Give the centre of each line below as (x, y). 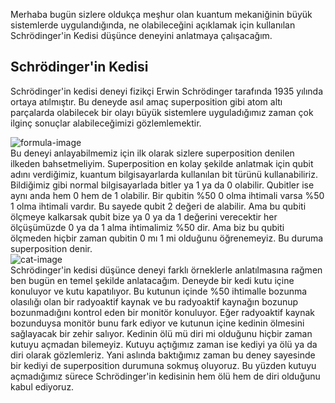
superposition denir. (51, 248)
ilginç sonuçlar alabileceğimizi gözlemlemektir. (106, 123)
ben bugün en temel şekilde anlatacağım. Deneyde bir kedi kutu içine (152, 280)
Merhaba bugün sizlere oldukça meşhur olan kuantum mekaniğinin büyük (161, 14)
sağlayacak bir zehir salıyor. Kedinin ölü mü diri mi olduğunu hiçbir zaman (161, 333)
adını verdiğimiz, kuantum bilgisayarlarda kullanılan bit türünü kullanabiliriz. (164, 174)
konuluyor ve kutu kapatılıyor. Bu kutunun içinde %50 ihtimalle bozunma (159, 291)
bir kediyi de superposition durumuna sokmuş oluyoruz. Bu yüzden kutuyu (163, 365)
